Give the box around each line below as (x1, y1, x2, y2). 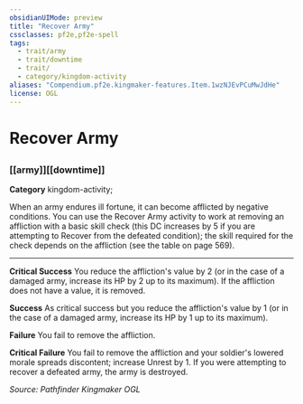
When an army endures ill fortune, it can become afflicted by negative (9, 202, 269, 212)
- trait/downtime (17, 55, 83, 64)
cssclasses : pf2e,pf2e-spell (9, 30, 119, 39)
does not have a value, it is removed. (9, 286, 146, 296)
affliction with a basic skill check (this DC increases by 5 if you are (9, 221, 255, 231)
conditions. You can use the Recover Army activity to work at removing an (9, 211, 285, 222)
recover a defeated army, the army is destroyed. (9, 367, 188, 378)
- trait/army (17, 47, 67, 56)
